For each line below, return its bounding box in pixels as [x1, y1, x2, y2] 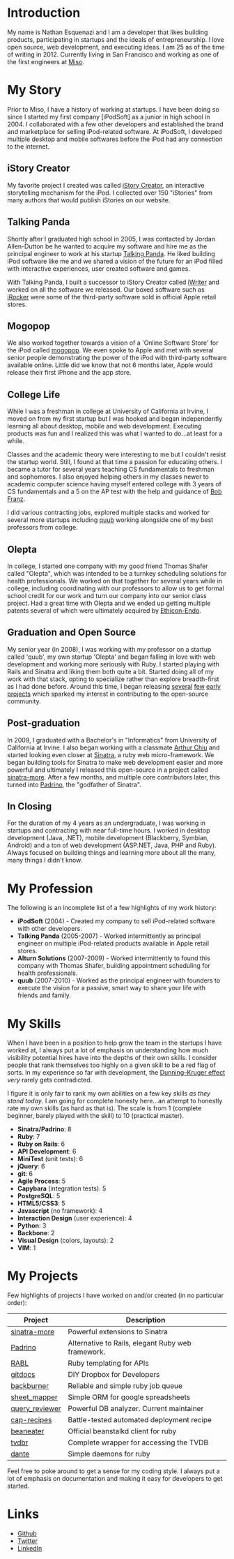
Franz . [7, 495, 26, 503]
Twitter [17, 1537, 38, 1545]
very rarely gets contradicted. [7, 1076, 93, 1084]
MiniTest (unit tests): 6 [17, 1155, 84, 1163]
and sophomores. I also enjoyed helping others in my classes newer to [7, 472, 209, 481]
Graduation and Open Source [7, 627, 136, 639]
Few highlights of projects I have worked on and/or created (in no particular [7, 1291, 224, 1299]
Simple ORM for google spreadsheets [68, 1392, 191, 1402]
